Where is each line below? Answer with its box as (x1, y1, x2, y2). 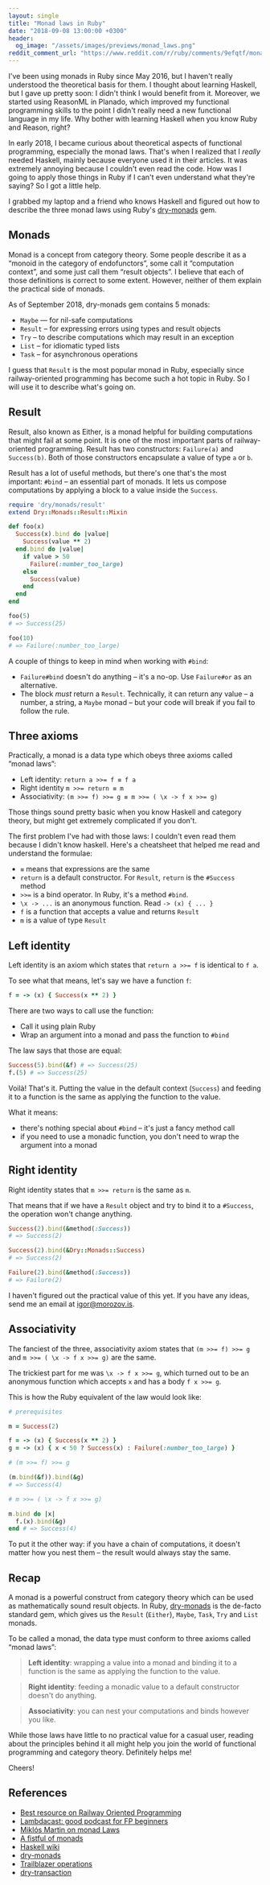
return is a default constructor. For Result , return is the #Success (19, 872, 235, 882)
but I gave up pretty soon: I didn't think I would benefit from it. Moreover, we (8, 89, 260, 97)
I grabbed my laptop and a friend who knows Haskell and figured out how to (8, 196, 260, 206)
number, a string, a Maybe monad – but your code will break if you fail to (19, 697, 256, 707)
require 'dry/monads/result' (8, 501, 106, 509)
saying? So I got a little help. (8, 181, 102, 190)
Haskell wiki (19, 1842, 60, 1851)
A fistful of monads (19, 1833, 84, 1843)
